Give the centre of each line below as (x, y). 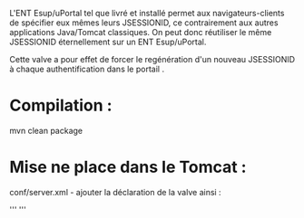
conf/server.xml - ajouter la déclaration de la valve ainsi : (115, 192)
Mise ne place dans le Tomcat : (128, 167)
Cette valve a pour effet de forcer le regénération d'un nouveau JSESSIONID (152, 59)
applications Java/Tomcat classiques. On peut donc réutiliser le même (141, 32)
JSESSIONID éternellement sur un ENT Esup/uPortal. (108, 42)
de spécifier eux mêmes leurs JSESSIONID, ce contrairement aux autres (144, 23)
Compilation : (61, 105)
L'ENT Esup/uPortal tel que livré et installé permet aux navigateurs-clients (147, 13)
